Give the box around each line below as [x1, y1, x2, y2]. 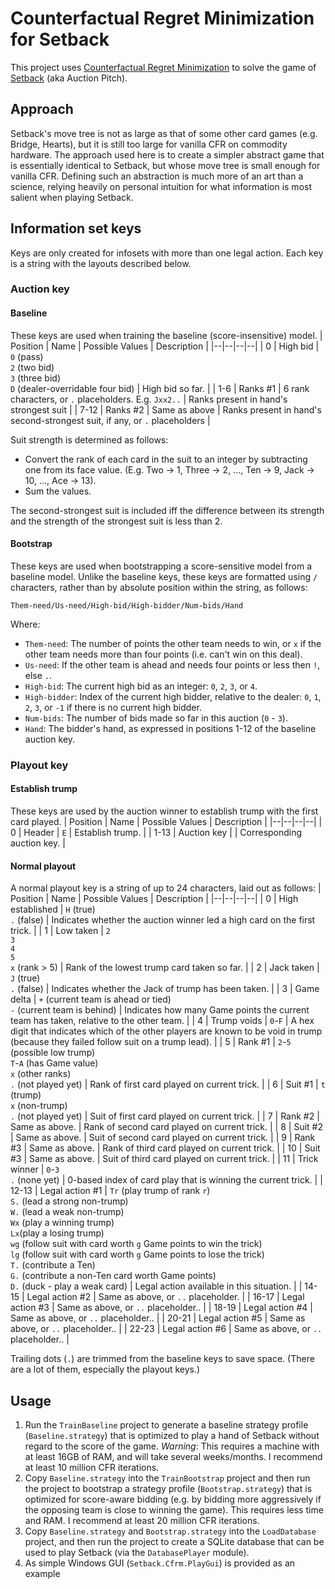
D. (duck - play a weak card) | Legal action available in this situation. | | [10, 1280, 303, 1292]
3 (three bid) [10, 372, 62, 384]
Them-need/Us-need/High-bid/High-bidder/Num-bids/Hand [10, 600, 244, 611]
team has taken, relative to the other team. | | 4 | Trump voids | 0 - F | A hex [10, 1015, 315, 1027]
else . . [24, 669, 53, 681]
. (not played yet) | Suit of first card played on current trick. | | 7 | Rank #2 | [10, 1110, 320, 1122]
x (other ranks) [10, 1068, 72, 1080]
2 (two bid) [10, 361, 55, 373]
